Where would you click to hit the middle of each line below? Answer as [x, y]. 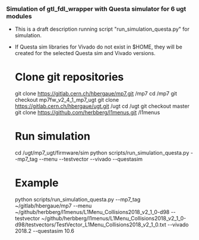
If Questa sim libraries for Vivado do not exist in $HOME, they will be [98, 47]
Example [37, 183]
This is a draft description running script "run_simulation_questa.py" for [102, 29]
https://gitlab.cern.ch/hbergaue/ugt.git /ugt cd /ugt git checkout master [102, 106]
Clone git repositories [69, 77]
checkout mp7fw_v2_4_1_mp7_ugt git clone [67, 100]
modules [19, 16]
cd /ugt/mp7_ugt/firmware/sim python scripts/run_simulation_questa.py [102, 153]
